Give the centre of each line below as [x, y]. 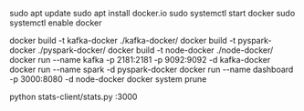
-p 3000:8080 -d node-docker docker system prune [108, 79]
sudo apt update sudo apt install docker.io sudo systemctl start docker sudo [152, 13]
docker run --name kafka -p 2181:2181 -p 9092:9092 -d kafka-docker [140, 60]
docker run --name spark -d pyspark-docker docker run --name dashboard [152, 69]
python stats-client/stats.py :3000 [73, 96]
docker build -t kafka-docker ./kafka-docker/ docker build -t [123, 40]
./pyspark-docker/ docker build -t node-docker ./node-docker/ [156, 50]
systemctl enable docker [56, 23]
